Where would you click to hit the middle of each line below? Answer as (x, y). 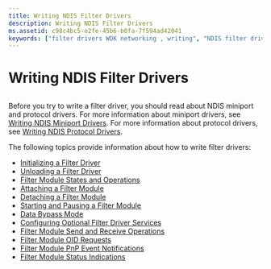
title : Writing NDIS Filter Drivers (70, 16)
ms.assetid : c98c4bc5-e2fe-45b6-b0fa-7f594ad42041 (95, 31)
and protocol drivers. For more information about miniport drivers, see (125, 114)
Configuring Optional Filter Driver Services (91, 222)
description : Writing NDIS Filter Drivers (81, 23)
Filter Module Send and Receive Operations (92, 231)
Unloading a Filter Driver (60, 171)
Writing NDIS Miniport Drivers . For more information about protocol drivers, (133, 122)
